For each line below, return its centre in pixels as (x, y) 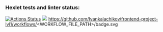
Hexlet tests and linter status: (43, 7)
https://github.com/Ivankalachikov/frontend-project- (103, 19)
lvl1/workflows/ (21, 24)
